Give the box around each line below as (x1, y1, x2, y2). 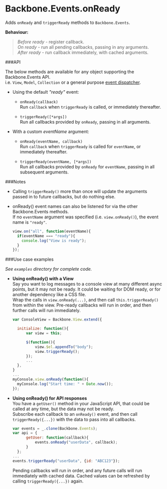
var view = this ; (25, 331, 62, 336)
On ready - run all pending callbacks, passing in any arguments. (17, 44, 149, 50)
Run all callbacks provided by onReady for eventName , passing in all (19, 163, 155, 169)
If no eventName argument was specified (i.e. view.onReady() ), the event (12, 214, 159, 220)
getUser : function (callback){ (25, 435, 89, 440)
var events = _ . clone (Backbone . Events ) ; (12, 426, 98, 431)
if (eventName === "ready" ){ (17, 233, 76, 238)
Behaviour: (5, 29, 29, 35)
